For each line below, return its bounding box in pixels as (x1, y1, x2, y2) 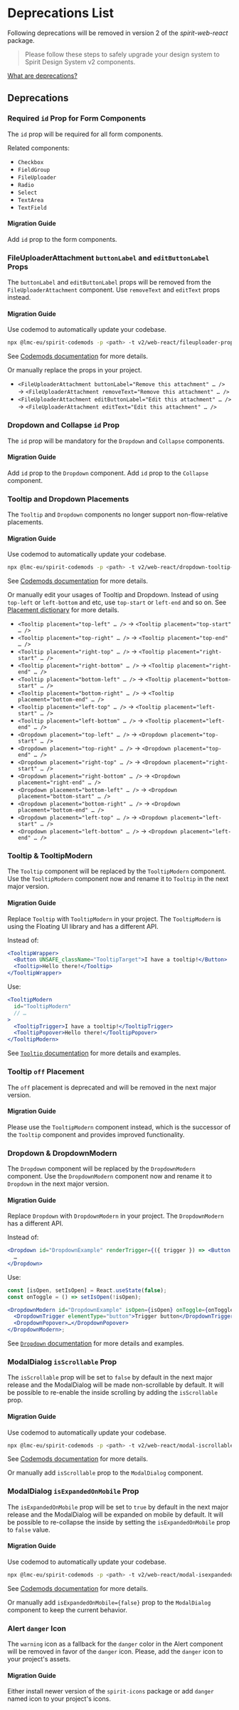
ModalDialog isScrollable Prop (7, 1357, 117, 1367)
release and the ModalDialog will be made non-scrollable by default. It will (7, 1380, 224, 1389)
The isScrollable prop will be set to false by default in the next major (7, 1373, 213, 1382)
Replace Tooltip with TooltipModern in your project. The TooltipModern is (7, 915, 222, 923)
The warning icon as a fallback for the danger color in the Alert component (7, 1639, 223, 1649)
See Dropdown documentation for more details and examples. (7, 1339, 184, 1348)
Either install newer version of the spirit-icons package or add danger (7, 1687, 215, 1696)
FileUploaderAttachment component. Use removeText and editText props (7, 285, 221, 294)
